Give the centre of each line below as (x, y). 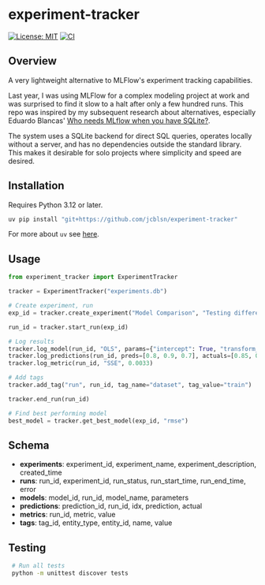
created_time (41, 473)
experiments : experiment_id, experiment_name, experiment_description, (138, 464)
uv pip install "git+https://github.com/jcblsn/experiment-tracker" (123, 219)
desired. (22, 161)
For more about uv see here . (54, 234)
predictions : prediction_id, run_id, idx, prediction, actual (111, 506)
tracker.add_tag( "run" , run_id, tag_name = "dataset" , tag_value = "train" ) (130, 385)
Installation (36, 186)
